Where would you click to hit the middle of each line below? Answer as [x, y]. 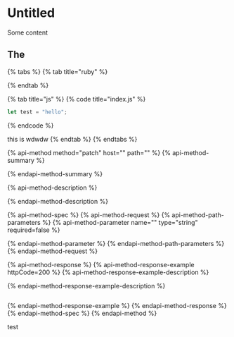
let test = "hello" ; [38, 112]
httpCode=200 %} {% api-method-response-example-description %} [108, 272]
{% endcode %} [31, 125]
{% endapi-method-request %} [53, 251]
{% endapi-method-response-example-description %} [86, 286]
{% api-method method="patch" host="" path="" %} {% [89, 152]
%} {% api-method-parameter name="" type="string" [120, 222]
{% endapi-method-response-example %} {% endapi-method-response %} [117, 305]
